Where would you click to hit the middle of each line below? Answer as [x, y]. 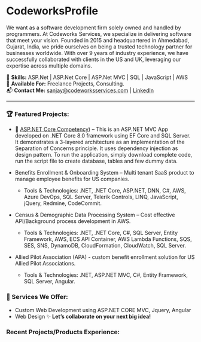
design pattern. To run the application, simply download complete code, [103, 155]
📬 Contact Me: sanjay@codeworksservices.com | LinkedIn [80, 90]
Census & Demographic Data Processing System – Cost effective [95, 215]
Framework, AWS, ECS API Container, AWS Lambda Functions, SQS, [108, 239]
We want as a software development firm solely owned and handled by [94, 28]
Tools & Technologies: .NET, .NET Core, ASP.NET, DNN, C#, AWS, [105, 191]
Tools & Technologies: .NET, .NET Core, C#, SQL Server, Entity [101, 233]
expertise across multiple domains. [49, 65]
